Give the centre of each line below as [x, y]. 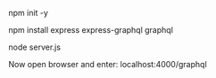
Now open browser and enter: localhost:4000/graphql [108, 64]
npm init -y [28, 13]
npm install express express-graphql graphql [91, 30]
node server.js [35, 47]
